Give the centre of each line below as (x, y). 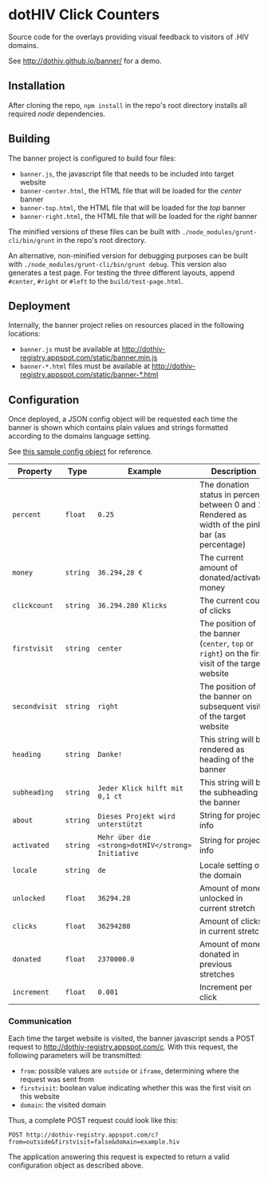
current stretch (227, 909)
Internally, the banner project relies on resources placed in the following (126, 325)
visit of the (219, 663)
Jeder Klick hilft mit (141, 788)
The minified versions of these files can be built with (95, 231)
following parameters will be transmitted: (75, 1056)
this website (39, 1096)
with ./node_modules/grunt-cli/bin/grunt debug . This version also (118, 264)
